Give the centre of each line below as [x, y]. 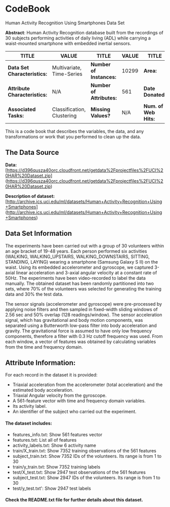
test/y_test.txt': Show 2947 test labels [52, 488]
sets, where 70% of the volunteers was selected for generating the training [83, 288]
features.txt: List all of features [45, 440]
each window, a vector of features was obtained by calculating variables [81, 342]
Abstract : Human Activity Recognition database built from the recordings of [84, 32]
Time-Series [67, 74]
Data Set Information [39, 234]
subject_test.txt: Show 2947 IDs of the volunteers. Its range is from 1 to [86, 477]
